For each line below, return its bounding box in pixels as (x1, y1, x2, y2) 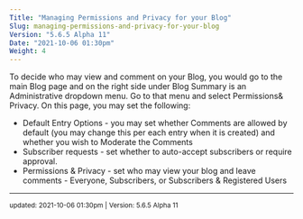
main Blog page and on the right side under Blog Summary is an (9, 81, 247, 92)
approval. (22, 156, 59, 167)
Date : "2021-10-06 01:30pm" (9, 38, 115, 48)
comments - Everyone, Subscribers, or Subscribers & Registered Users (22, 175, 287, 186)
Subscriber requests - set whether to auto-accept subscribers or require (22, 146, 293, 158)
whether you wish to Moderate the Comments (22, 137, 194, 148)
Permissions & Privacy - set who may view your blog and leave (22, 166, 256, 177)
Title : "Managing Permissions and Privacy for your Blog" (9, 13, 232, 23)
